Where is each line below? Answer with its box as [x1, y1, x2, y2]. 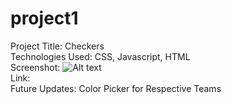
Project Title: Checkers [10, 40, 105, 52]
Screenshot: [10, 61, 61, 73]
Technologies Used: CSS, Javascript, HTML [10, 50, 191, 62]
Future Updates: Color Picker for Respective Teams [10, 82, 222, 94]
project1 [10, 7, 79, 30]
